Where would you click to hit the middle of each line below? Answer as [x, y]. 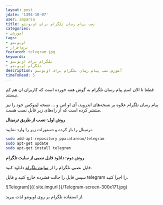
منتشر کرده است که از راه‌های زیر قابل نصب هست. [53, 110]
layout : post [19, 10]
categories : [18, 29]
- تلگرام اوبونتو [24, 66]
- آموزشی [15, 33]
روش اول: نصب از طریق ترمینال [35, 120]
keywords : [16, 57]
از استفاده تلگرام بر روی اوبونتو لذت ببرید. [45, 196]
